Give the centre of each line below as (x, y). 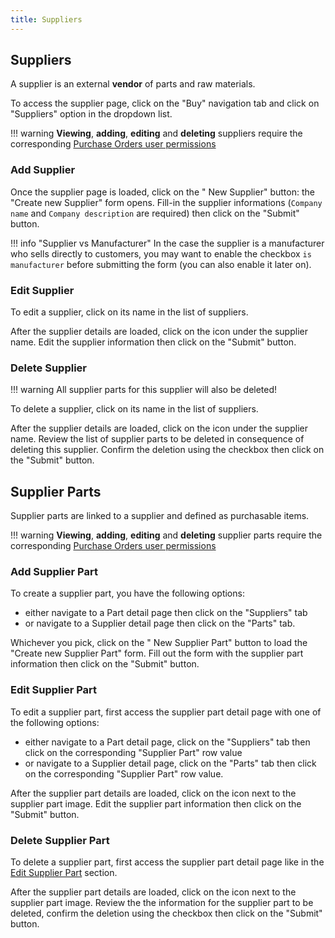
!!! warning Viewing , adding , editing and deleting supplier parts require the (166, 535)
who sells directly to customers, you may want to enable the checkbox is (161, 253)
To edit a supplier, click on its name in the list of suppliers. (129, 312)
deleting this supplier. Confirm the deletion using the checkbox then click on (167, 450)
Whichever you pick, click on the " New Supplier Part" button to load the (159, 643)
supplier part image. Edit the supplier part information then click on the (156, 803)
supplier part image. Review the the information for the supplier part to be (162, 903)
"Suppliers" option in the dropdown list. (91, 114)
